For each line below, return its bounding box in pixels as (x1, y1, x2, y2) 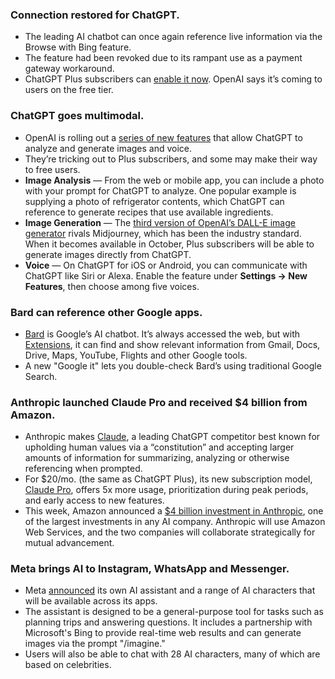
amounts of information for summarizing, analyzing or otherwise (24, 452, 290, 464)
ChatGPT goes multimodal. (10, 109, 145, 123)
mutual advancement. (24, 537, 115, 549)
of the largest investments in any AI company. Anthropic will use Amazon (24, 516, 326, 528)
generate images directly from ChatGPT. (24, 248, 192, 260)
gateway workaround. (24, 63, 115, 75)
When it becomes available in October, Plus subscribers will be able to (24, 238, 315, 250)
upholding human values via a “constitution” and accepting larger (24, 441, 295, 453)
